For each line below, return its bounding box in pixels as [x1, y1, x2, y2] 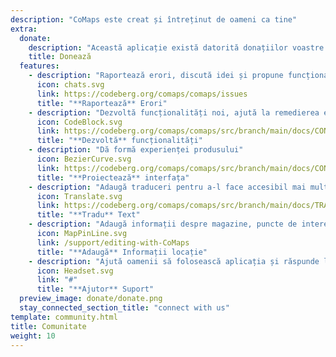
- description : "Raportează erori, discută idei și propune [28, 71, 284, 81]
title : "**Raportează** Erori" [36, 98, 168, 108]
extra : [10, 24, 38, 34]
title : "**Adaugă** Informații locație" [36, 247, 208, 257]
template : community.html [10, 312, 118, 322]
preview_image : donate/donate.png [19, 294, 163, 304]
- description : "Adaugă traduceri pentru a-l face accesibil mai [28, 182, 307, 192]
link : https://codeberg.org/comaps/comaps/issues [36, 89, 248, 99]
